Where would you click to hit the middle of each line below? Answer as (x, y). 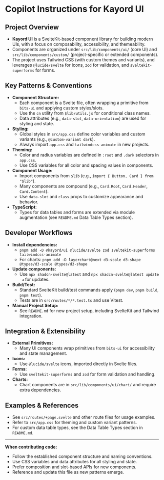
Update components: (34, 269)
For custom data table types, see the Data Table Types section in (77, 427)
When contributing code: (31, 447)
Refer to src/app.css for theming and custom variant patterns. (74, 423)
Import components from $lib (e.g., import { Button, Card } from (86, 176)
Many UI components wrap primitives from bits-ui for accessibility (87, 348)
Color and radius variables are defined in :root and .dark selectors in (89, 155)
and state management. (43, 353)
